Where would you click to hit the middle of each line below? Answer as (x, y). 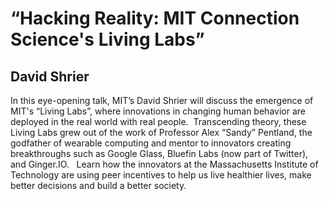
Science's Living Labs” (107, 39)
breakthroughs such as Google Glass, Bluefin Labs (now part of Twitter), (159, 153)
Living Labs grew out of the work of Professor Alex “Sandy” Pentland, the (161, 132)
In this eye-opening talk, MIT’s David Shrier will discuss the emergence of (162, 100)
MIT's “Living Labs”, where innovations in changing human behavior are (158, 111)
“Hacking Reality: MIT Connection (155, 18)
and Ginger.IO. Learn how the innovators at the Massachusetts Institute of (164, 164)
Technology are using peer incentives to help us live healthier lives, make (161, 175)
